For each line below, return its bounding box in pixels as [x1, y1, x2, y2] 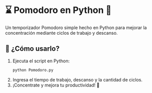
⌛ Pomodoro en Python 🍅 [5, 5, 112, 16]
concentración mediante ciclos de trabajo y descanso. [5, 30, 118, 36]
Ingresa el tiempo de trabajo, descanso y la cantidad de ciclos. [12, 76, 142, 82]
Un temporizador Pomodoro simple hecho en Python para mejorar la [5, 24, 147, 31]
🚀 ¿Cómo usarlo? [5, 44, 60, 53]
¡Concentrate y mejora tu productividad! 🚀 [12, 82, 100, 88]
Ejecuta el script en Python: [12, 58, 70, 64]
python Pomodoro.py [12, 67, 54, 72]
